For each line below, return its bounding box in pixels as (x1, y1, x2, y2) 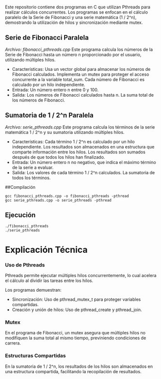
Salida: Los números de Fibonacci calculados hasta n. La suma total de (12, 92, 154, 98)
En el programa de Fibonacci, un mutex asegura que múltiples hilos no (5, 330, 145, 336)
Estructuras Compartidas (5, 352, 66, 359)
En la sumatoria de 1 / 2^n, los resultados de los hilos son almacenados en (5, 363, 153, 369)
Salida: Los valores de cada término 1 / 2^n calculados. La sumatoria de (12, 169, 155, 175)
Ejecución (5, 211, 36, 219)
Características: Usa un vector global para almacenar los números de (12, 66, 151, 72)
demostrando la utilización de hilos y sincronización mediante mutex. (5, 19, 143, 25)
